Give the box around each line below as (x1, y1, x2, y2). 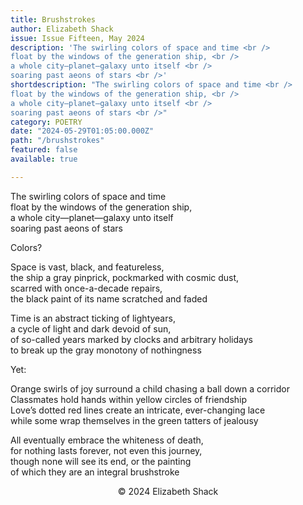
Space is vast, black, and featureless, (10, 261, 165, 273)
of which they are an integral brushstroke (10, 466, 180, 478)
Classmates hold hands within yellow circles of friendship (10, 393, 248, 405)
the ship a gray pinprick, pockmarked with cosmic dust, (10, 271, 240, 283)
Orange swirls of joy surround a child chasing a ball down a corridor (10, 382, 290, 395)
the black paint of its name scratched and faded (10, 292, 208, 305)
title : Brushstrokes (10, 14, 97, 25)
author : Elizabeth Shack (10, 24, 114, 34)
